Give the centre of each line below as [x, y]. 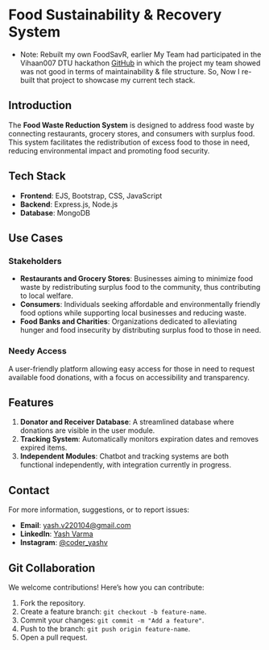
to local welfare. [47, 296]
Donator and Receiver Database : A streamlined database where [127, 422]
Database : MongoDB [55, 212]
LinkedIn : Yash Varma [57, 534]
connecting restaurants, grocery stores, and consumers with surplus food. [132, 133]
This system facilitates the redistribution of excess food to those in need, [129, 142]
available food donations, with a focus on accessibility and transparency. [129, 377]
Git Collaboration [52, 568]
